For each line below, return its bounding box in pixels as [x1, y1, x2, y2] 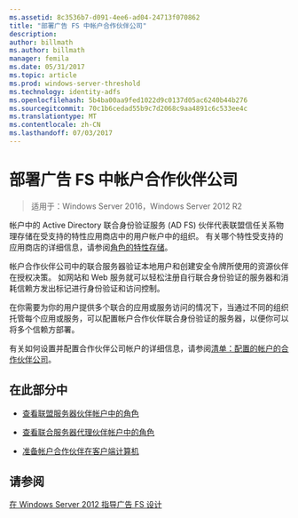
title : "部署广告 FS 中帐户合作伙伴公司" [9, 21, 147, 30]
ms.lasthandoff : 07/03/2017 [9, 129, 114, 138]
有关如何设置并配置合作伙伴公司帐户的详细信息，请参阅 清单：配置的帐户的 [9, 343, 281, 354]
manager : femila [9, 54, 69, 63]
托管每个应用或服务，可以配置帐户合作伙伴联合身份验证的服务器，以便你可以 [9, 313, 289, 323]
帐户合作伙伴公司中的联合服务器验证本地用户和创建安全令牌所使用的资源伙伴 [9, 260, 289, 271]
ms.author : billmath [9, 46, 86, 55]
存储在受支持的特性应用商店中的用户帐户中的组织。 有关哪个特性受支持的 [16, 230, 284, 241]
